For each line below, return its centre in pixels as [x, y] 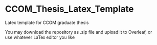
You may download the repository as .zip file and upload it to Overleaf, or [79, 32]
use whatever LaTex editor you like [40, 37]
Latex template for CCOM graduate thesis [47, 22]
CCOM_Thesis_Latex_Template [69, 9]
